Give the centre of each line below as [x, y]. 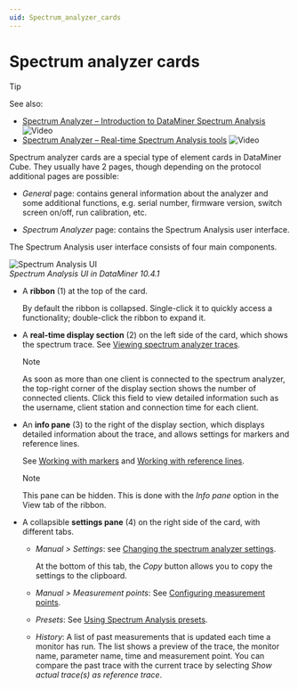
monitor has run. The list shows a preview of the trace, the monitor [157, 646]
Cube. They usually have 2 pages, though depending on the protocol [135, 167]
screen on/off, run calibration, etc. [85, 212]
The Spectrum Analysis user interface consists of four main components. [143, 247]
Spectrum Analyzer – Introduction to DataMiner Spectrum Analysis [144, 120]
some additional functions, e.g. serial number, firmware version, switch [152, 202]
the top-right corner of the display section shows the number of [139, 388]
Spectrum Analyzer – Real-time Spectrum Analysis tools [125, 140]
